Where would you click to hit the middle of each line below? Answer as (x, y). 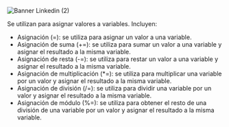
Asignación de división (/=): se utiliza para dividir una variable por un (114, 88)
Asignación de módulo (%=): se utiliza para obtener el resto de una (112, 103)
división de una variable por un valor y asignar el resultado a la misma (116, 110)
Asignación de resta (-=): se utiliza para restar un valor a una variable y (118, 59)
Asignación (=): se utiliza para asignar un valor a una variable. (104, 37)
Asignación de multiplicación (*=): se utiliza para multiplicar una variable (119, 73)
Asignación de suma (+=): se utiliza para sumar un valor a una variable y (119, 44)
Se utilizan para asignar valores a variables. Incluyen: (82, 24)
